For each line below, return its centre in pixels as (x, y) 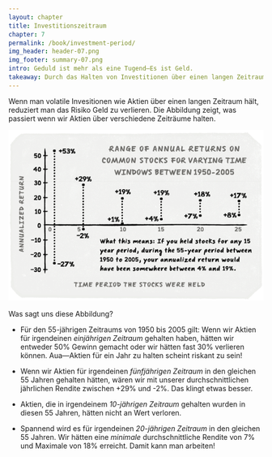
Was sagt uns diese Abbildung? (61, 313)
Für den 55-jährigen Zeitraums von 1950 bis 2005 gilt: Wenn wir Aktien (138, 330)
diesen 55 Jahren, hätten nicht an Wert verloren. (101, 412)
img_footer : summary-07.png (56, 60)
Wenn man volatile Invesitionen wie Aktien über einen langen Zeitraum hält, (134, 101)
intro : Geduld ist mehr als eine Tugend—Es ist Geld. (101, 69)
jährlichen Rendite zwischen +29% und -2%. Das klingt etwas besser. (136, 388)
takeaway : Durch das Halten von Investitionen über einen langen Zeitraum (137, 77)
